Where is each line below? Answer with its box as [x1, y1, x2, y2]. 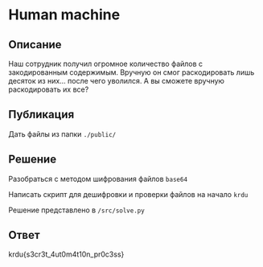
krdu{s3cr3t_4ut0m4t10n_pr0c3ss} [8, 249, 125, 259]
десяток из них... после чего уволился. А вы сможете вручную [8, 76, 225, 85]
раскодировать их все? [8, 84, 89, 94]
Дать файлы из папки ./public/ [8, 129, 117, 138]
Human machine [8, 6, 121, 24]
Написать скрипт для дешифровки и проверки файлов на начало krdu [8, 189, 249, 199]
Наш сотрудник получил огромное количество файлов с [8, 59, 203, 68]
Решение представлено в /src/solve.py [8, 205, 145, 215]
